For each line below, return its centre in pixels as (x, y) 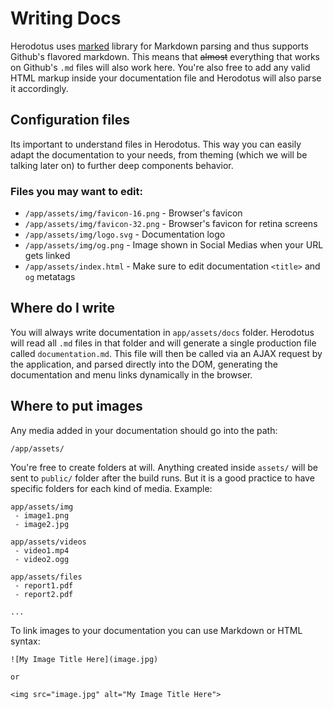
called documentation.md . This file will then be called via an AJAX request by (166, 353)
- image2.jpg (42, 524)
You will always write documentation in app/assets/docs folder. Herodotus (162, 332)
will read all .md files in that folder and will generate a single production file (163, 343)
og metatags (50, 277)
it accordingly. (39, 88)
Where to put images (76, 406)
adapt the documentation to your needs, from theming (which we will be (159, 154)
